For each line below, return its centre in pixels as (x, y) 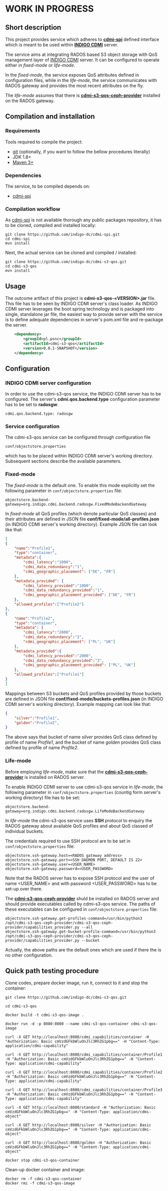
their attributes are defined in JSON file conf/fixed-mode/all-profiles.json (82, 519)
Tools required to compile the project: (44, 142)
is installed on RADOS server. (55, 777)
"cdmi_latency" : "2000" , (48, 632)
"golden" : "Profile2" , (37, 723)
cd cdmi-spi (18, 239)
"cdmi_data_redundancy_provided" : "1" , (64, 590)
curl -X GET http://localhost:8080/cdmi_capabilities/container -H (77, 1037)
